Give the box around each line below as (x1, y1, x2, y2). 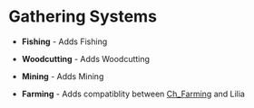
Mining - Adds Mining (21, 70, 104, 82)
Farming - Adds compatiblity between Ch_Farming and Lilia (21, 88, 246, 99)
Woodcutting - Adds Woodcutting (21, 53, 151, 64)
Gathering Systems (8, 6, 158, 27)
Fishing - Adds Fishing (21, 36, 108, 47)
